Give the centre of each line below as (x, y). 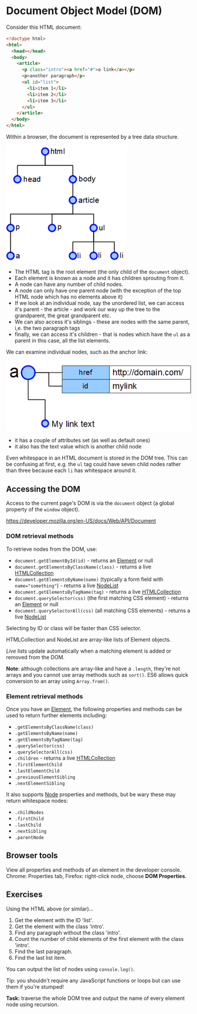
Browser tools (32, 855)
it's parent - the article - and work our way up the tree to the (87, 310)
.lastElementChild (37, 771)
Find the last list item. (40, 958)
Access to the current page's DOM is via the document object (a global (90, 503)
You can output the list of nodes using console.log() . (70, 969)
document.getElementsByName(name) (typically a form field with (89, 579)
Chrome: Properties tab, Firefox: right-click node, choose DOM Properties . (96, 876)
